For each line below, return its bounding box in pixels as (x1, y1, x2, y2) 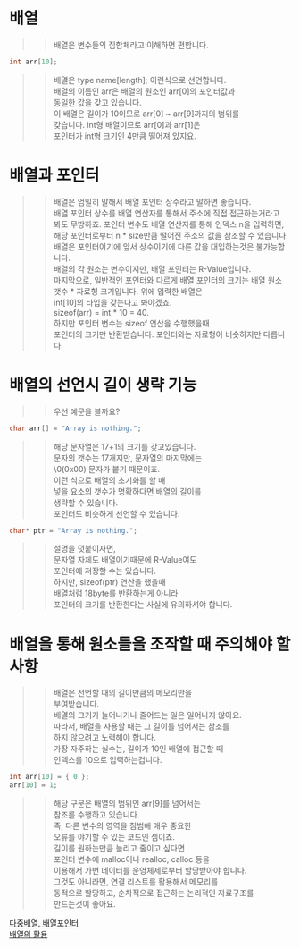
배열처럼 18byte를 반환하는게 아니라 (53, 588, 179, 599)
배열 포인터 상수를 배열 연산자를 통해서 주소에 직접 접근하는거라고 (53, 207, 280, 218)
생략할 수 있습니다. (53, 497, 119, 508)
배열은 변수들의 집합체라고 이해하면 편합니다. (53, 39, 209, 50)
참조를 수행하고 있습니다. (53, 809, 140, 820)
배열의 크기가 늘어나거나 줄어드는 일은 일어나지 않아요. (53, 710, 243, 721)
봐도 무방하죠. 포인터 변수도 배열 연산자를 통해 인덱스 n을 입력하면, (53, 218, 285, 229)
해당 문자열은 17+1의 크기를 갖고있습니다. (53, 441, 196, 452)
